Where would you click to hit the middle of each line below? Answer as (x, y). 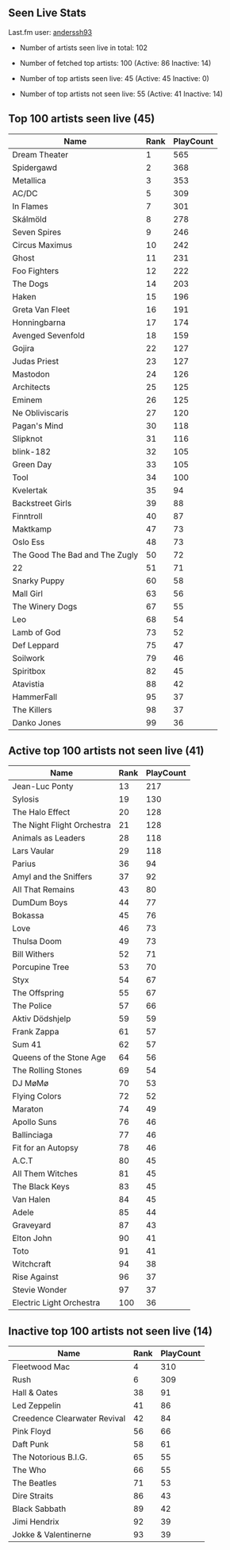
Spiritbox (29, 671)
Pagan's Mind (38, 426)
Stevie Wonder (40, 1290)
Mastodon (31, 374)
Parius (24, 864)
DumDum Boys (40, 903)
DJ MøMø (31, 1084)
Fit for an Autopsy (46, 1148)
